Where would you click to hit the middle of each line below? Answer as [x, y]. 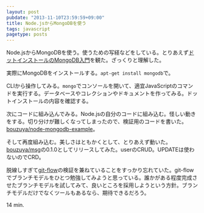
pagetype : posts [27, 35]
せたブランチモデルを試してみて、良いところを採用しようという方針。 [94, 185]
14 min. [15, 205]
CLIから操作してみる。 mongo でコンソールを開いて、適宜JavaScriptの [92, 86]
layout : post [23, 12]
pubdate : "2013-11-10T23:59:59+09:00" [55, 18]
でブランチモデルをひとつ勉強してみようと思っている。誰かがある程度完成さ [102, 178]
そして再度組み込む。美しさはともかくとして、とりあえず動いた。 [89, 142]
